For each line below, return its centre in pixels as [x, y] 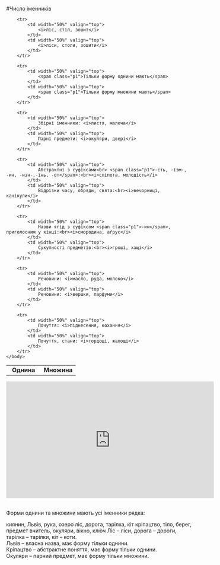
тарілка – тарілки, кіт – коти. [42, 537]
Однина [23, 370]
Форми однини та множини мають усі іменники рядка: [76, 513]
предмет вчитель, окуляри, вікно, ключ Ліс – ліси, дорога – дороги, [91, 531]
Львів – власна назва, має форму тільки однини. [68, 543]
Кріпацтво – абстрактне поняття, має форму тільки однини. [82, 550]
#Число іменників [29, 9]
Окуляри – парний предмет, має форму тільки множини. [78, 556]
